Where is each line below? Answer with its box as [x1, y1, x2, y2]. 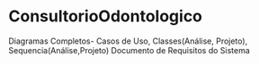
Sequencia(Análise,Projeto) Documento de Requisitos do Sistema [8, 44, 251, 55]
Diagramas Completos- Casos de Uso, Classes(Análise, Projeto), [8, 36, 248, 46]
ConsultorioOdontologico [8, 6, 203, 27]
